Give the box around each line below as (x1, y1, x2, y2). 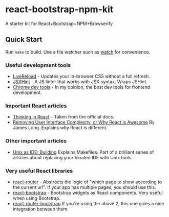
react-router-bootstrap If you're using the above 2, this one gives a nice (12, 200, 164, 206)
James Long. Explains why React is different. (12, 125, 108, 131)
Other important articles (5, 137, 67, 144)
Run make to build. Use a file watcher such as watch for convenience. (5, 49, 151, 55)
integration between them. (12, 206, 69, 212)
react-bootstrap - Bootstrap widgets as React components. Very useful (12, 189, 163, 196)
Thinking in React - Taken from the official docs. (12, 114, 115, 120)
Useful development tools (5, 61, 71, 68)
